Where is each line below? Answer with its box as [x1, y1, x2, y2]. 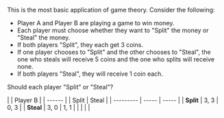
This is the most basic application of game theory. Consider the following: [7, 6, 215, 14]
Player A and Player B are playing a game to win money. [16, 19, 175, 27]
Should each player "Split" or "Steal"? [7, 83, 114, 91]
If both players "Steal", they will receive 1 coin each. [16, 70, 163, 78]
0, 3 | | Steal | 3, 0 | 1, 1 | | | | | [7, 104, 90, 111]
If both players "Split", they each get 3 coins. [16, 41, 144, 48]
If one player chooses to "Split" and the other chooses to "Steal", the [16, 48, 211, 56]
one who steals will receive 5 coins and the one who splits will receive [16, 55, 214, 63]
